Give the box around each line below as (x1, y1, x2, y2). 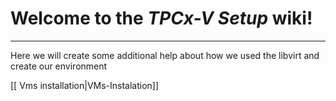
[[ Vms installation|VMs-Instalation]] (10, 79, 160, 91)
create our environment (10, 60, 108, 72)
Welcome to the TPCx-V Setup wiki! (10, 7, 313, 30)
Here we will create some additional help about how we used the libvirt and (10, 49, 320, 61)
